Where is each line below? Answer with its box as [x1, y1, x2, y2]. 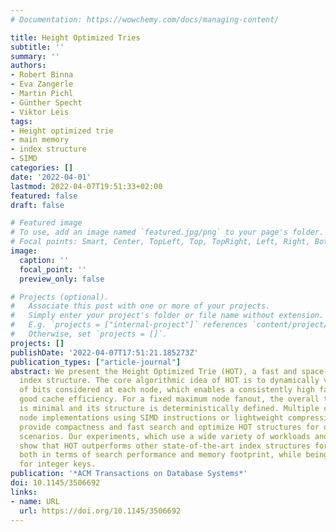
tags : [10, 116, 33, 126]
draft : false [10, 200, 65, 210]
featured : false [10, 191, 78, 201]
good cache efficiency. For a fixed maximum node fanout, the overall [19, 394, 320, 405]
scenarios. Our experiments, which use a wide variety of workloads [19, 431, 311, 441]
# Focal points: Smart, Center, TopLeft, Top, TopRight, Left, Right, [10, 237, 311, 247]
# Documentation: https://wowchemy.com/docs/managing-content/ [10, 14, 280, 25]
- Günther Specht [10, 97, 83, 108]
